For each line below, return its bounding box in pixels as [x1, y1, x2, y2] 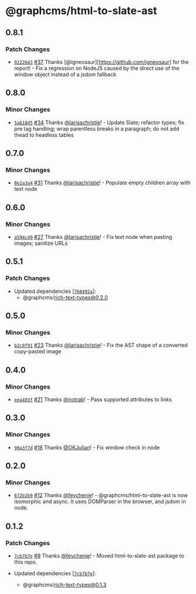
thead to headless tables [13, 131, 74, 139]
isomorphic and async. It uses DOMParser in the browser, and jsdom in [13, 498, 186, 505]
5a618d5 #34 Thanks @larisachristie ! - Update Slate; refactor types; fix [13, 119, 184, 126]
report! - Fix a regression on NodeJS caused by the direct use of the [13, 65, 180, 72]
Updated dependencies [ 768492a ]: [13, 288, 96, 295]
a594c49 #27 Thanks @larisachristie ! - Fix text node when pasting [13, 233, 173, 240]
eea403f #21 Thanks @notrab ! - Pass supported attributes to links [13, 396, 173, 403]
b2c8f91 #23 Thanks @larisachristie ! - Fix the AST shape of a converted [13, 342, 188, 349]
